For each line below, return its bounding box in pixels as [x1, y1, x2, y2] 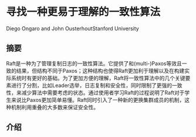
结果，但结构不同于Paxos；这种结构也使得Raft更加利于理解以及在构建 [16, 67, 185, 74]
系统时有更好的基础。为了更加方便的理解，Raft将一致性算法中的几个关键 [11, 74, 186, 82]
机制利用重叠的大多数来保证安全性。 [11, 103, 99, 111]
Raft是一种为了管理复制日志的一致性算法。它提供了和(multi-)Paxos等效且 [6, 59, 182, 67]
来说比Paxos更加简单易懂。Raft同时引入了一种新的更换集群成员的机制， [11, 96, 185, 103]
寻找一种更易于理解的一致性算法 [6, 5, 161, 19]
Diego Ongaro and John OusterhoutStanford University [6, 24, 139, 32]
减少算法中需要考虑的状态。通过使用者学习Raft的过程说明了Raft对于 [21, 89, 185, 96]
